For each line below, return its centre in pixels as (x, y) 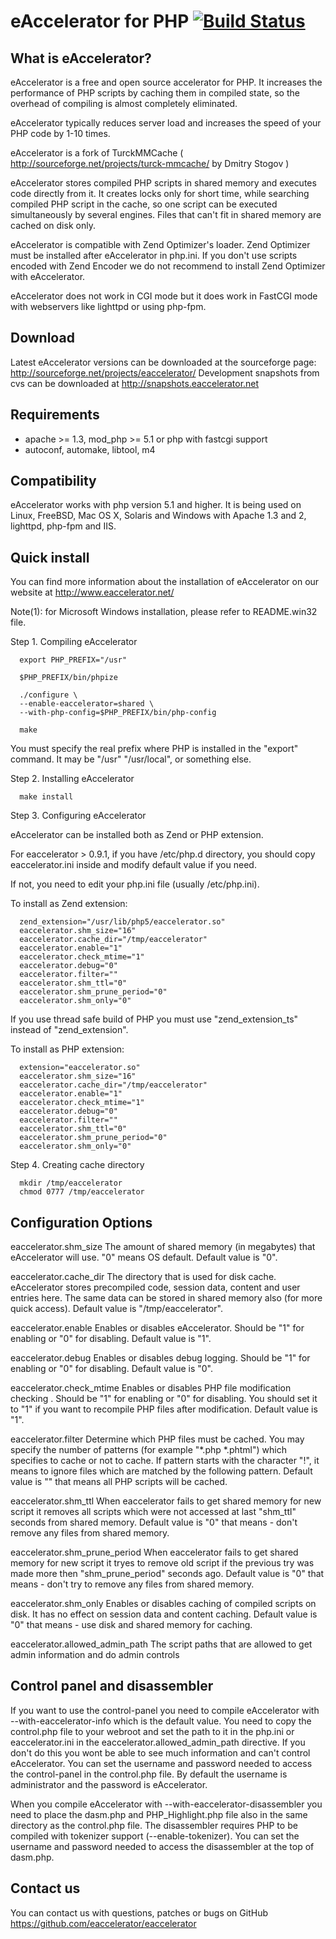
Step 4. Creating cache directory (77, 1165)
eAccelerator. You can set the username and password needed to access (161, 1763)
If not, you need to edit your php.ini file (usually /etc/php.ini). (135, 884)
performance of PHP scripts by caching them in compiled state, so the (155, 93)
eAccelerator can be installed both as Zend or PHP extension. (137, 835)
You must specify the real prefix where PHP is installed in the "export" (154, 749)
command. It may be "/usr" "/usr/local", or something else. (131, 759)
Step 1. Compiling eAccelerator (74, 642)
